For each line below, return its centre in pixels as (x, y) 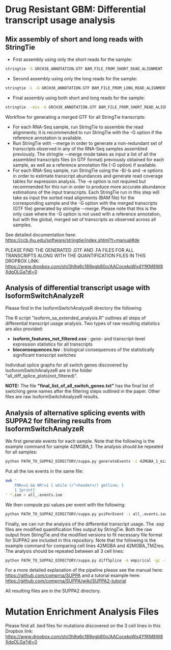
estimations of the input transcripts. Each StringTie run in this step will (86, 192)
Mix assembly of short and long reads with (74, 39)
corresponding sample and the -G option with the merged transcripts (85, 203)
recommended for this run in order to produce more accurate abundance (89, 187)
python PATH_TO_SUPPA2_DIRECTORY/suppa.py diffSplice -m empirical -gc (83, 560)
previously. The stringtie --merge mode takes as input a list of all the (84, 154)
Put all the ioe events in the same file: (45, 471)
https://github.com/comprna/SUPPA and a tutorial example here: (73, 576)
